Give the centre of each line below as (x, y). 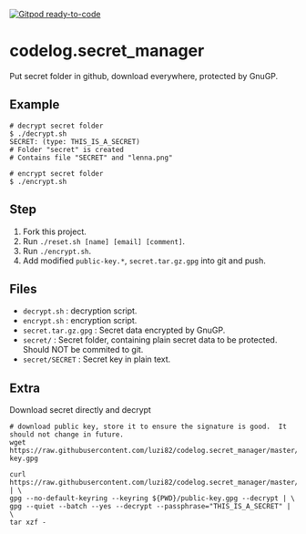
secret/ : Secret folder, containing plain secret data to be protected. (150, 340)
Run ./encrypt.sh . (57, 251)
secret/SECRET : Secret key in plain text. (97, 359)
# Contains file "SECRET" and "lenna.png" (91, 158)
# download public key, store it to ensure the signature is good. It (148, 427)
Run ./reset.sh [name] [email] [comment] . (103, 241)
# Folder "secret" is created (67, 149)
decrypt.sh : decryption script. (80, 311)
